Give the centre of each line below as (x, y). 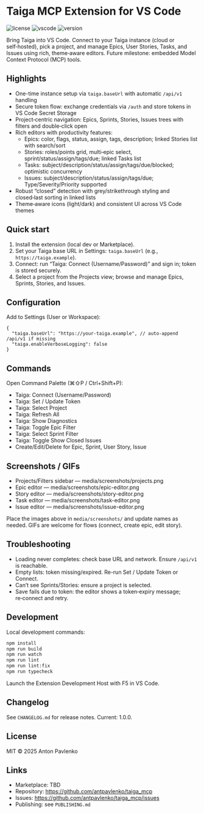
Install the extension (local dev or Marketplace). (75, 244)
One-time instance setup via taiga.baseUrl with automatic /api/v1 (99, 94)
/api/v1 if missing (31, 339)
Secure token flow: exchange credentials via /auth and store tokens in (103, 106)
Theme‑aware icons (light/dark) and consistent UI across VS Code (98, 204)
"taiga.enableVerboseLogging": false (60, 344)
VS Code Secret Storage (46, 113)
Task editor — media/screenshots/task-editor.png (77, 500)
